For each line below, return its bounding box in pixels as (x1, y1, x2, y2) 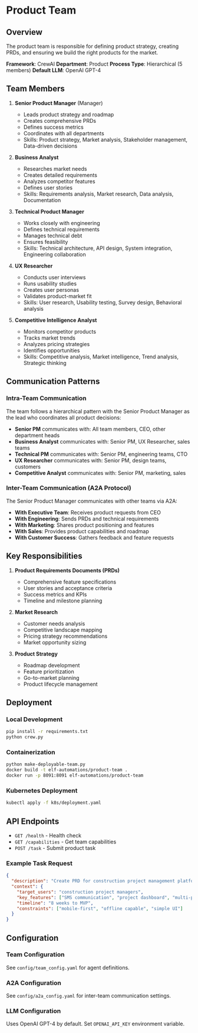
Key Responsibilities (6, 551, 82, 561)
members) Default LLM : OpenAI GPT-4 (6, 67, 101, 74)
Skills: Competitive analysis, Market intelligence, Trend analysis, (23, 353, 179, 360)
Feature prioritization (23, 668, 75, 675)
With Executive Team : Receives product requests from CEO (14, 509, 161, 516)
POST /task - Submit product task (14, 844, 96, 851)
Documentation (23, 196, 61, 204)
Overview (6, 27, 43, 37)
